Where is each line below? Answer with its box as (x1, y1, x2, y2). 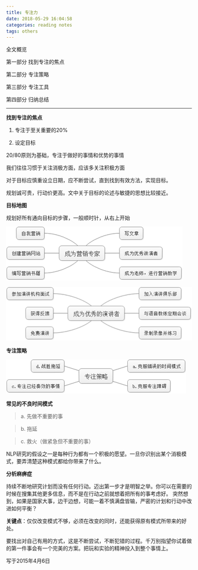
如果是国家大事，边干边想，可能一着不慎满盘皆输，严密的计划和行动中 (16, 497, 187, 505)
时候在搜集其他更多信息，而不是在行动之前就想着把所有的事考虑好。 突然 (6, 490, 183, 497)
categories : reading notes (6, 22, 72, 28)
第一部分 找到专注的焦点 (6, 58, 65, 65)
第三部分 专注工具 (6, 83, 49, 91)
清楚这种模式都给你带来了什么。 (26, 458, 104, 465)
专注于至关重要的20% (14, 127, 68, 134)
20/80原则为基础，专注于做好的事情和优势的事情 (6, 152, 124, 159)
